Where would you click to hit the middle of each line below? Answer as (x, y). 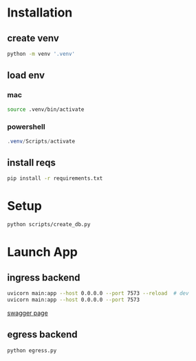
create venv (33, 38)
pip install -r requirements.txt (55, 178)
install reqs (32, 163)
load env (26, 75)
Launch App (42, 252)
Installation (40, 13)
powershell (26, 127)
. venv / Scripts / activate (41, 141)
